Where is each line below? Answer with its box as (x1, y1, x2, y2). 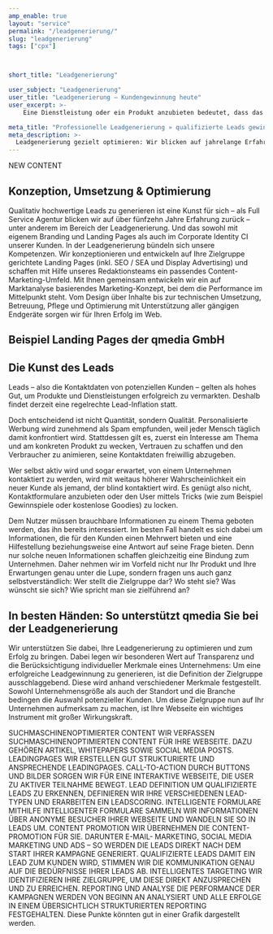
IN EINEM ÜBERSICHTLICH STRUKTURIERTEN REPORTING (8, 901, 207, 910)
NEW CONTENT (8, 160, 63, 171)
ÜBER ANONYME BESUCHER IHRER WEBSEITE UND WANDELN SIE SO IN (8, 814, 256, 824)
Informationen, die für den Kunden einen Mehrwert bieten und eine (8, 534, 232, 543)
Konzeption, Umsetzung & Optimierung (8, 184, 211, 198)
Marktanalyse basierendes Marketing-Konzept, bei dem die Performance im (8, 283, 262, 293)
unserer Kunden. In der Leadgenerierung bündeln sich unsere (8, 240, 215, 250)
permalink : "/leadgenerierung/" (8, 27, 118, 35)
